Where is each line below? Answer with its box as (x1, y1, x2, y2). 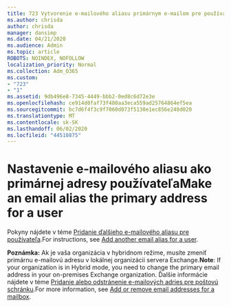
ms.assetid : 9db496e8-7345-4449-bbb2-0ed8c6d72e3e (7, 94, 155, 100)
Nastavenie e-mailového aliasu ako (7, 161, 212, 177)
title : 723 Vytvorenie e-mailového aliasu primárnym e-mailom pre (7, 10, 201, 17)
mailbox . (7, 293, 32, 301)
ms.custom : (7, 74, 38, 81)
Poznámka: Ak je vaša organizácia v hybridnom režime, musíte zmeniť (7, 248, 207, 257)
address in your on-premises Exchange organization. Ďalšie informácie (7, 271, 208, 279)
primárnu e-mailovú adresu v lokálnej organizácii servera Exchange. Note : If (7, 256, 221, 264)
